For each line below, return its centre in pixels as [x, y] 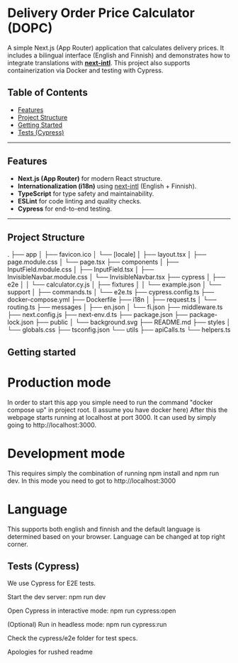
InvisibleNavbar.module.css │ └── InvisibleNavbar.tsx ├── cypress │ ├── [117, 277]
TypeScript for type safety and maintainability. [86, 194]
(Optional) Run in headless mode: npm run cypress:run [87, 625]
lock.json [21, 322]
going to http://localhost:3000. [52, 425]
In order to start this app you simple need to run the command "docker [110, 402]
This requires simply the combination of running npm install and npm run [113, 473]
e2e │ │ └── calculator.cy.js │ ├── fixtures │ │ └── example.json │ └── [114, 284]
